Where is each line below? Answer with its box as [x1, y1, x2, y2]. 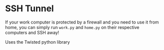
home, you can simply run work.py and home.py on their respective [5, 24, 140, 30]
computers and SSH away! [5, 29, 59, 35]
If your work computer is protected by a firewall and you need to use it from [5, 19, 159, 25]
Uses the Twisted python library [5, 39, 70, 45]
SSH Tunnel [5, 3, 54, 14]
